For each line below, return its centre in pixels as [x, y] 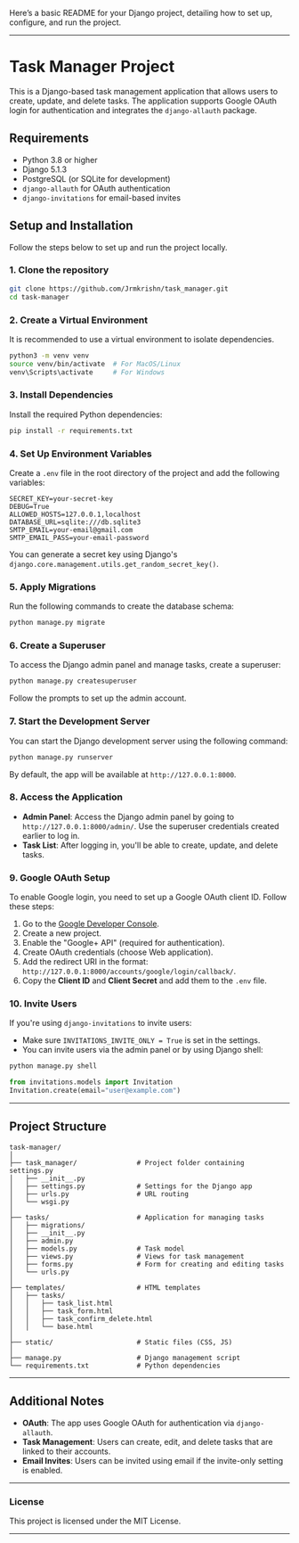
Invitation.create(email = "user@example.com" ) [95, 1091]
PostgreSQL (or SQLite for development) [96, 178]
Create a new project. [62, 933]
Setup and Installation [71, 226]
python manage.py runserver [61, 757]
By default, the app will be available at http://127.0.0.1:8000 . [123, 774]
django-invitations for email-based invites [101, 197]
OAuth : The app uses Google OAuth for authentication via [128, 1423]
